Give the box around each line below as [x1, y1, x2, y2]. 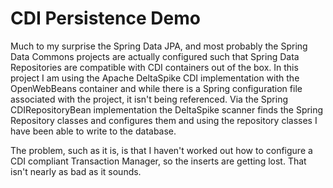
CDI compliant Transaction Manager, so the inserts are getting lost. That [10, 155, 307, 167]
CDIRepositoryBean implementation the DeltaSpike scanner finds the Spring [10, 103, 324, 116]
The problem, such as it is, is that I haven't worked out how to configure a [10, 144, 313, 156]
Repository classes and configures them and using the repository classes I [10, 114, 318, 126]
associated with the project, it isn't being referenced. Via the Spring [10, 93, 289, 105]
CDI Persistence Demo [10, 7, 201, 30]
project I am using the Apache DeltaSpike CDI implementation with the [10, 72, 300, 84]
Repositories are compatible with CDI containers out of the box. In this [10, 61, 299, 73]
